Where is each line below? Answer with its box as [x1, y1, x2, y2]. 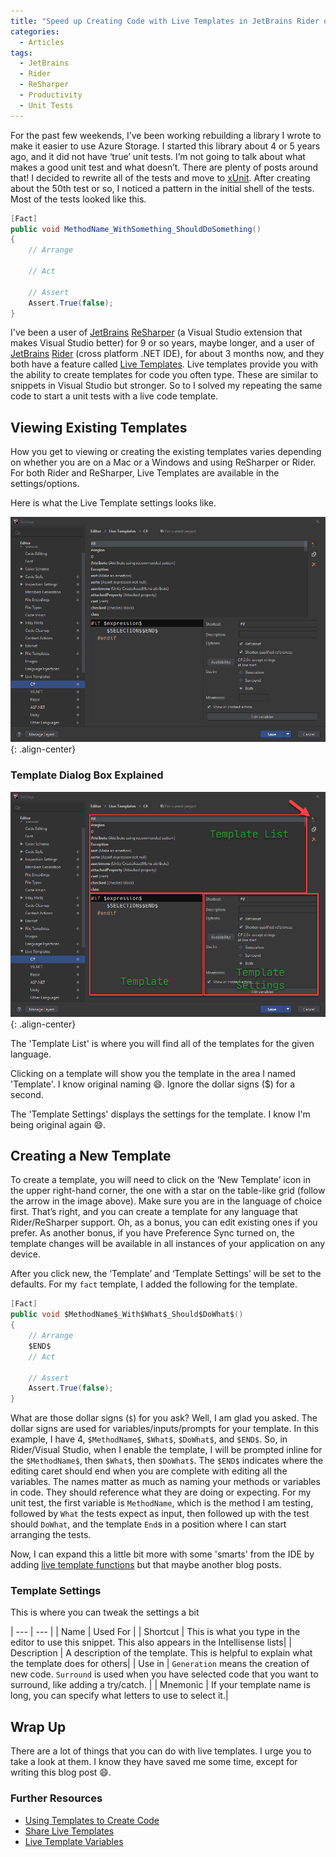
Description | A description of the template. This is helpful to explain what [10, 1647, 313, 1659]
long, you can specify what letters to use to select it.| [10, 1690, 229, 1702]
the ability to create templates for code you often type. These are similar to [10, 369, 319, 381]
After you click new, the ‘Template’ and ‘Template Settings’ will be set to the [10, 1268, 322, 1280]
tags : [10, 48, 33, 58]
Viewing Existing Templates [10, 419, 188, 436]
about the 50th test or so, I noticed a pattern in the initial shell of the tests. [10, 182, 315, 194]
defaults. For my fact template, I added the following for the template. [10, 1278, 298, 1290]
